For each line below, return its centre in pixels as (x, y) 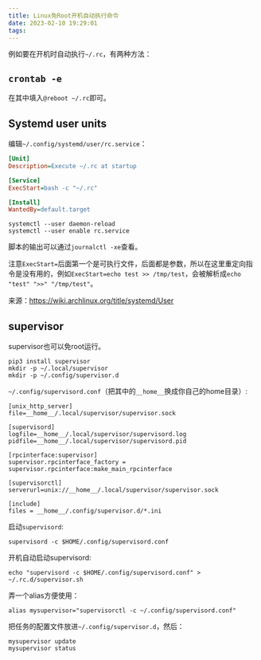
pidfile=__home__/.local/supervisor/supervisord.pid (97, 442)
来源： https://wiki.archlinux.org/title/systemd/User (91, 301)
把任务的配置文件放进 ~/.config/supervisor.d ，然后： (96, 627)
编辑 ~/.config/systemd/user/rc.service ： (78, 143)
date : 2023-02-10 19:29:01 (53, 23)
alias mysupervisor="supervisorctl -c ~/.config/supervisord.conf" (123, 611)
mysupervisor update (43, 642)
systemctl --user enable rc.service (69, 231)
